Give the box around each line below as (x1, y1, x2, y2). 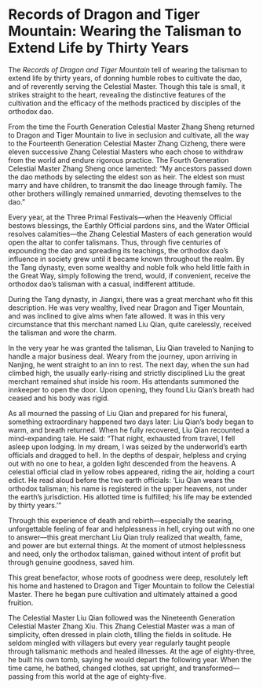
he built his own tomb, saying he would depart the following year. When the (8, 654, 253, 664)
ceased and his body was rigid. (8, 393, 110, 403)
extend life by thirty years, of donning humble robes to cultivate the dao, (8, 73, 242, 83)
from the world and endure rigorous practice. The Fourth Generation (8, 155, 229, 164)
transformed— (192, 663, 240, 672)
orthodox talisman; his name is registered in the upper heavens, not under (8, 484, 247, 493)
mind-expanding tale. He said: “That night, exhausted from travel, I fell (8, 433, 236, 443)
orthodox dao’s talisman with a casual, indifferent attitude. (8, 279, 195, 289)
